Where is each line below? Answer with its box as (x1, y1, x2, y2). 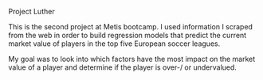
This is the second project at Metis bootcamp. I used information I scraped (8, 22, 253, 31)
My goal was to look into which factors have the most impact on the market (8, 55, 256, 63)
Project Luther (8, 7, 55, 16)
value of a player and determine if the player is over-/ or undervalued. (8, 63, 237, 72)
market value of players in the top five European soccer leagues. (8, 39, 221, 48)
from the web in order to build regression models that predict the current (8, 31, 247, 40)
